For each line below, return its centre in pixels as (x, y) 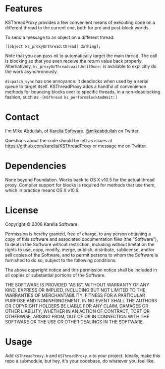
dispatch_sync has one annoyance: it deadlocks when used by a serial (77, 81)
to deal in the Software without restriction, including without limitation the (80, 244)
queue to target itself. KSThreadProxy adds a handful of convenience (76, 86)
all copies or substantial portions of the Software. (55, 275)
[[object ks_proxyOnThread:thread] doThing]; (53, 46)
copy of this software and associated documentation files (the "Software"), (82, 239)
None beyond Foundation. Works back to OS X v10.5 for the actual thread (80, 180)
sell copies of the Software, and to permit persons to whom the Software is (82, 255)
